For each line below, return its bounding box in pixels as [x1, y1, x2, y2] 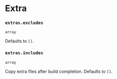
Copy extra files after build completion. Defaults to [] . [5, 68, 113, 74]
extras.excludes [5, 20, 44, 26]
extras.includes [5, 50, 44, 56]
